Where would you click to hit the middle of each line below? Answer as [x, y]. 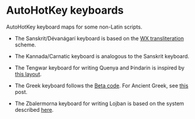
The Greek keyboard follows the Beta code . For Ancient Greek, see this [101, 85]
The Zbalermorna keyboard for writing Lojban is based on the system [99, 103]
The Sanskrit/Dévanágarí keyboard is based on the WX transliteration [99, 38]
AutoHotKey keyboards [65, 10]
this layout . [28, 74]
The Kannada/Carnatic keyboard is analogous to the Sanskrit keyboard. [102, 56]
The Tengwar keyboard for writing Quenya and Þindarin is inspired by [100, 68]
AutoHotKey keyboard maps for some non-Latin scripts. [74, 27]
